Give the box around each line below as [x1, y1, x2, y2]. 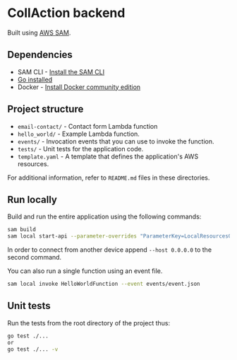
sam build [7, 226, 37, 233]
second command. [7, 253, 62, 262]
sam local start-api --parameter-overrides [7, 233, 138, 240]
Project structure [7, 103, 84, 115]
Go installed [17, 75, 53, 83]
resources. [17, 159, 49, 168]
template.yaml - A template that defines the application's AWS [17, 152, 199, 161]
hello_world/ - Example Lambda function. [17, 129, 140, 138]
